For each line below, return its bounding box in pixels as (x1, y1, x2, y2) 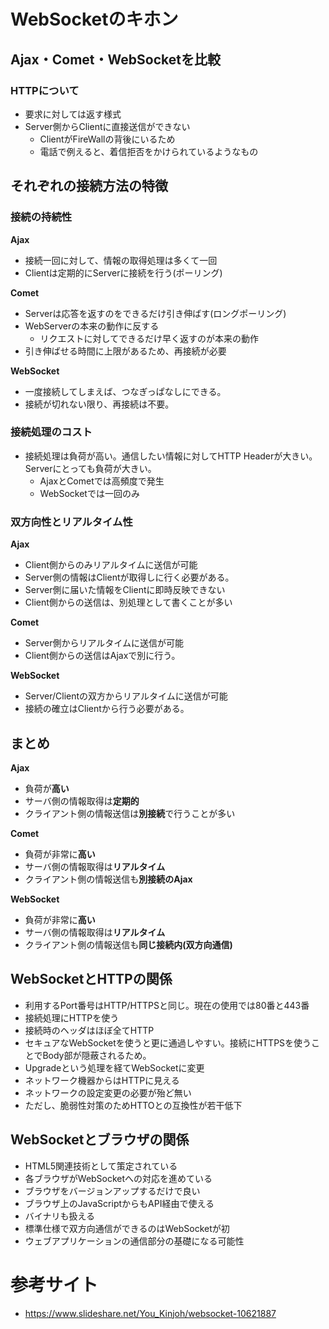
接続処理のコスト (10, 425, 93, 439)
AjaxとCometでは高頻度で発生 (39, 475, 165, 487)
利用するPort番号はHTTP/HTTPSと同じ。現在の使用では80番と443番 (24, 999, 310, 1011)
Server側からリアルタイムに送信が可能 (24, 637, 185, 649)
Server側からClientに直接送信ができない (24, 120, 191, 132)
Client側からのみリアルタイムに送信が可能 (24, 559, 198, 571)
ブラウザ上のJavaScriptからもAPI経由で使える (24, 1197, 215, 1209)
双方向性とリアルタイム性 (10, 515, 133, 529)
